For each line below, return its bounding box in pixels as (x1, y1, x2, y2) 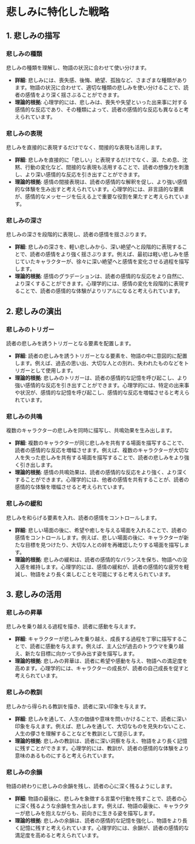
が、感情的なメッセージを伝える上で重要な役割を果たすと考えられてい (14, 193, 184, 200)
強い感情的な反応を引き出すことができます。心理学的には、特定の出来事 (14, 382, 190, 389)
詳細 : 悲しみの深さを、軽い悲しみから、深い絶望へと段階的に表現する (14, 243, 183, 250)
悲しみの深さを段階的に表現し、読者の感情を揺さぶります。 (6, 231, 150, 238)
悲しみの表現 (6, 129, 43, 137)
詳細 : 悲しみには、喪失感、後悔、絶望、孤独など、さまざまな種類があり (14, 76, 188, 83)
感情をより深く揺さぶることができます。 (25, 91, 123, 98)
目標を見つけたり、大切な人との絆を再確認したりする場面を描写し (25, 541, 185, 548)
